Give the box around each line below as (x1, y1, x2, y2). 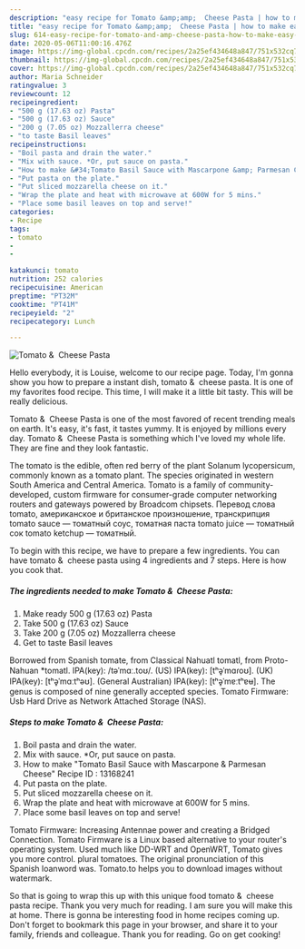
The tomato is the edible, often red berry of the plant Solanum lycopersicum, (9, 460, 296, 471)
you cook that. (9, 565, 64, 576)
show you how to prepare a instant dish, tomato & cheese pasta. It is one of (9, 377, 293, 388)
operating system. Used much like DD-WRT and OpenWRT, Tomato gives (9, 844, 283, 855)
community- (228, 479, 274, 490)
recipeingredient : (9, 97, 79, 107)
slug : (9, 30, 30, 39)
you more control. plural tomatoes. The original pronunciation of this (9, 854, 264, 865)
